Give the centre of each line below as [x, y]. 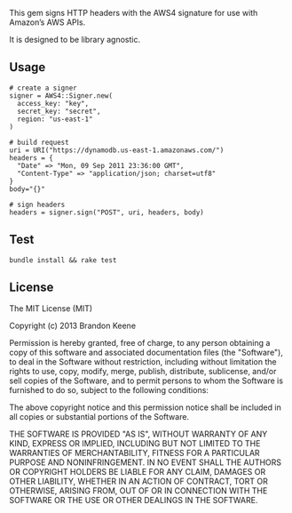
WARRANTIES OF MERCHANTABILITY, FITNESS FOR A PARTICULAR [134, 453]
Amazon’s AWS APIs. [47, 22]
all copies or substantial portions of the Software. [99, 417]
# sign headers [37, 204]
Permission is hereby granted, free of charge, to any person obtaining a [140, 343]
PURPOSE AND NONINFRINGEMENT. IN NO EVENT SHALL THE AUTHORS [146, 462]
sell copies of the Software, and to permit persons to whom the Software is [146, 381]
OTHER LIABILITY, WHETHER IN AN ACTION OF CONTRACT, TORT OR [138, 481]
